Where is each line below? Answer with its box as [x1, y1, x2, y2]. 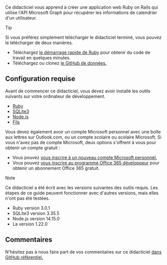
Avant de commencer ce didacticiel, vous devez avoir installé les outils [5, 88, 151, 94]
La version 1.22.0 [12, 221, 48, 227]
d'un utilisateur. [5, 15, 37, 21]
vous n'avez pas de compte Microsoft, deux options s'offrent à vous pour [5, 139, 156, 145]
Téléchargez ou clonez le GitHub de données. [12, 60, 107, 66]
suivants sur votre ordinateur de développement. [5, 93, 106, 99]
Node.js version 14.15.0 [12, 215, 60, 221]
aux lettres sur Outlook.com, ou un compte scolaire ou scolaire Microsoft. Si [5, 134, 161, 140]
